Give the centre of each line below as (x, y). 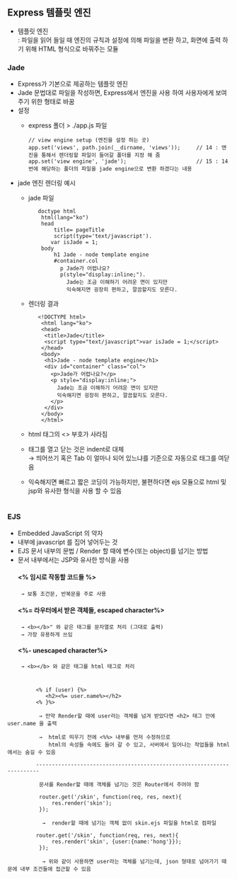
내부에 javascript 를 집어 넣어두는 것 (68, 542)
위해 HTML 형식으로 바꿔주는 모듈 (72, 49)
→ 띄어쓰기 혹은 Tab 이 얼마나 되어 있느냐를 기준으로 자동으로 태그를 (122, 458)
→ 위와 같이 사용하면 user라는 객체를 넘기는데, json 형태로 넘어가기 (131, 862)
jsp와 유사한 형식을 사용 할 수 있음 (75, 491)
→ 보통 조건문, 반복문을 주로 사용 (64, 594)
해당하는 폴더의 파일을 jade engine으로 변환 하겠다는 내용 (117, 169)
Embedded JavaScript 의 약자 (60, 533)
